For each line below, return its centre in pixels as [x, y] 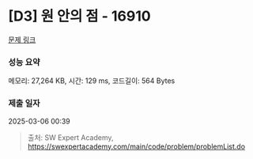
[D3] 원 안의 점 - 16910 [80, 16]
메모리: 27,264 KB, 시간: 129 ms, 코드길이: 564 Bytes [92, 81]
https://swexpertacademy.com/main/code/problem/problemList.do [136, 146]
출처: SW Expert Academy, [70, 137]
